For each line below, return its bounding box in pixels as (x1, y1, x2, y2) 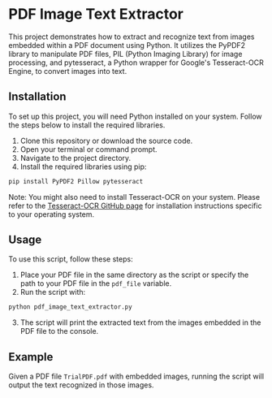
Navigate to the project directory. (19, 153, 132, 162)
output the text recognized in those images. (8, 380, 154, 390)
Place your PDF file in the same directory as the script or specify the (19, 270, 249, 280)
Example (8, 350, 54, 364)
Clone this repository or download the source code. (19, 136, 193, 145)
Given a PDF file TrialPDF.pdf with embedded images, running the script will (8, 371, 265, 382)
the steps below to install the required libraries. (8, 119, 166, 130)
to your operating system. (8, 209, 95, 219)
